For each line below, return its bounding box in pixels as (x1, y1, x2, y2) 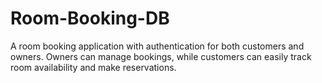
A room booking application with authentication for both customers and (10, 40, 305, 52)
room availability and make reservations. (10, 61, 177, 73)
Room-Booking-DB (10, 7, 170, 30)
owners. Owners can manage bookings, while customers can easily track (10, 50, 312, 62)
